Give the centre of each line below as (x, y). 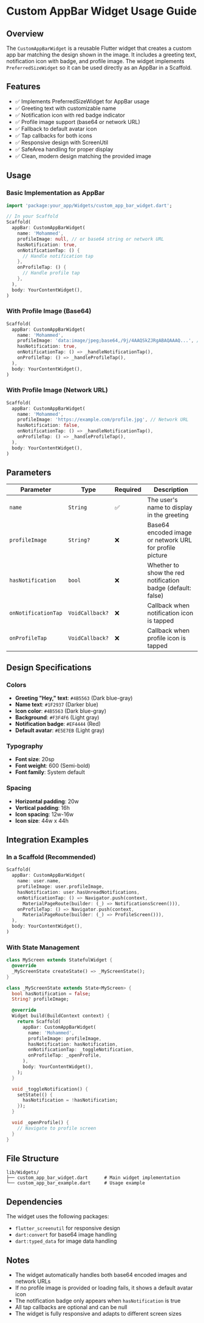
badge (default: (169, 588)
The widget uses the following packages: (58, 1217)
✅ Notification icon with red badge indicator (70, 115)
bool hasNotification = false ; (51, 993)
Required (128, 489)
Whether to (163, 565)
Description (171, 489)
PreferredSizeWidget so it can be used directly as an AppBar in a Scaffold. (99, 67)
